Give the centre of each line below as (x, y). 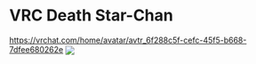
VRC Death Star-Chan (91, 16)
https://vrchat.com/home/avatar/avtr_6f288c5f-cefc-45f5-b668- (128, 40)
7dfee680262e (36, 49)
